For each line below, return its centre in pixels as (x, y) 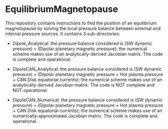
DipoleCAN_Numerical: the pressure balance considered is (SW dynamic (88, 100)
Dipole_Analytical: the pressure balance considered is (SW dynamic (82, 43)
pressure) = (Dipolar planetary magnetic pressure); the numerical (80, 48)
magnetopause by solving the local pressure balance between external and (83, 28)
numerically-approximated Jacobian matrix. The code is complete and (85, 115)
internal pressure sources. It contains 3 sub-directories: (63, 33)
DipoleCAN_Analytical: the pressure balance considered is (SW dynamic (87, 69)
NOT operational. (30, 90)
